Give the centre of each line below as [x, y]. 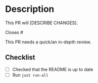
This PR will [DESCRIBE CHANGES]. [42, 23]
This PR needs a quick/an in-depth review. [48, 42]
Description [30, 9]
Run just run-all [30, 75]
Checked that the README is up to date [53, 69]
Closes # [14, 32]
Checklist [20, 58]
